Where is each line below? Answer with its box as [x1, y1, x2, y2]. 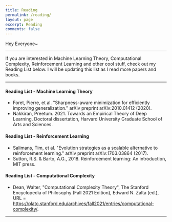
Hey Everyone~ [5, 41, 38, 47]
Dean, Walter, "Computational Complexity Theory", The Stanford [12, 184, 149, 190]
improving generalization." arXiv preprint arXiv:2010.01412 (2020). [12, 105, 152, 111]
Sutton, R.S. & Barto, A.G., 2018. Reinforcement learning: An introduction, [12, 155, 166, 162]
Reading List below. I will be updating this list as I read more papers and [5, 66, 156, 72]
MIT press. [12, 161, 36, 167]
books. [5, 72, 20, 78]
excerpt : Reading [5, 22, 42, 27]
